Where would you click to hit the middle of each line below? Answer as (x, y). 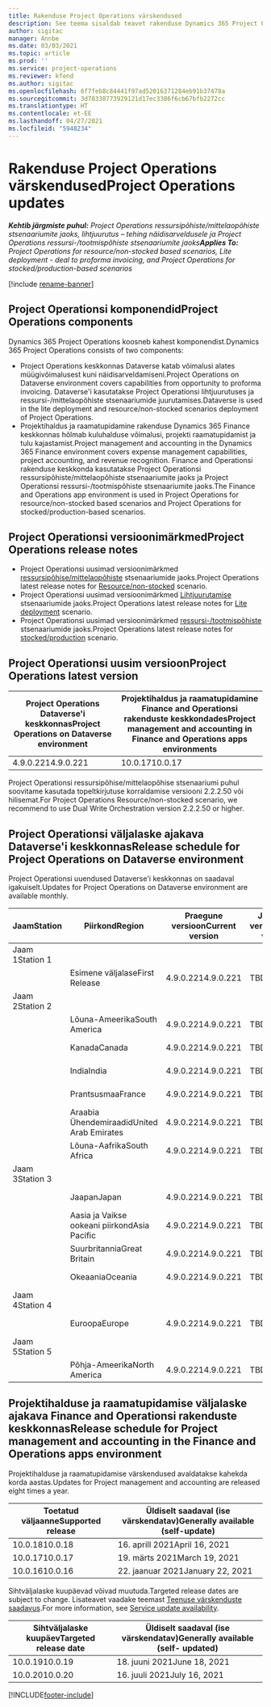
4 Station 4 (32, 1304)
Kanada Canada (99, 1047)
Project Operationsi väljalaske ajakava (106, 834)
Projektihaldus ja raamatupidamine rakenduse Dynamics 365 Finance (135, 426)
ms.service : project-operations (63, 69)
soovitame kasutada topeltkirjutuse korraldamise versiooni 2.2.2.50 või (126, 791)
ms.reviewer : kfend (41, 76)
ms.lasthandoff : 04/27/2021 (56, 121)
